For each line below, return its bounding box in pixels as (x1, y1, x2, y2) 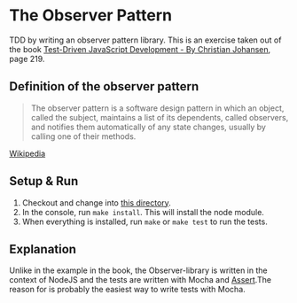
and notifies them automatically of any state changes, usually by (30, 121, 266, 132)
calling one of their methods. (30, 130, 137, 142)
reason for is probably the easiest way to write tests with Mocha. (9, 284, 246, 295)
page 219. (9, 53, 45, 64)
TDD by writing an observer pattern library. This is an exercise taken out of (9, 35, 282, 45)
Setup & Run (9, 174, 79, 189)
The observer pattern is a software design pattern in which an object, (30, 103, 285, 113)
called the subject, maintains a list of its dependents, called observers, (30, 112, 289, 122)
